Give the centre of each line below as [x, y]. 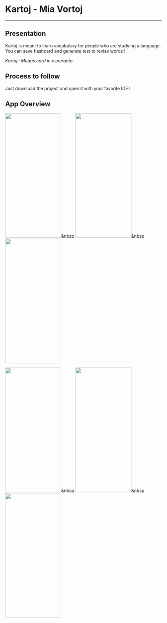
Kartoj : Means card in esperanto [39, 60]
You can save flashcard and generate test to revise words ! [65, 51]
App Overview [28, 104]
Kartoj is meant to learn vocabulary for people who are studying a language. [83, 45]
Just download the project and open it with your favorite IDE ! [68, 88]
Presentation [26, 34]
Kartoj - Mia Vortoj [44, 9]
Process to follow [33, 77]
